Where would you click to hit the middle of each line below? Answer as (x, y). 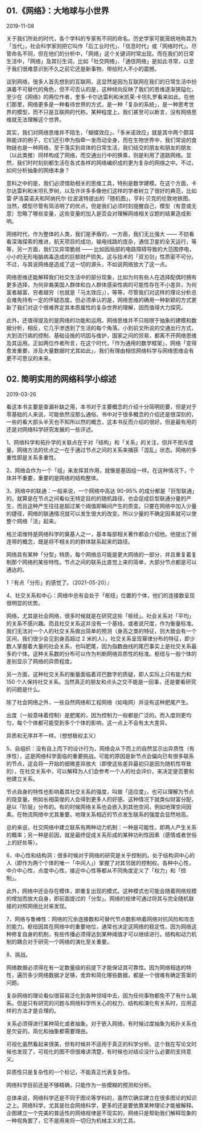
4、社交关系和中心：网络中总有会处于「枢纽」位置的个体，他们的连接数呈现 (101, 595)
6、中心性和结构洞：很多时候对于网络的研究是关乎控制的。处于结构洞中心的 (101, 855)
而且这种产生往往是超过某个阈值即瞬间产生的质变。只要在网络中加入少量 (107, 506)
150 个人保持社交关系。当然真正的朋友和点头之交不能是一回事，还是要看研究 (101, 681)
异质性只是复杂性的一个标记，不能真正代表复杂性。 (70, 1072)
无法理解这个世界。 (40, 119)
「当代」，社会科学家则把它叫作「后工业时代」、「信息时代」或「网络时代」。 (99, 46)
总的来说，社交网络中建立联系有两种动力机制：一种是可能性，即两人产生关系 (101, 827)
